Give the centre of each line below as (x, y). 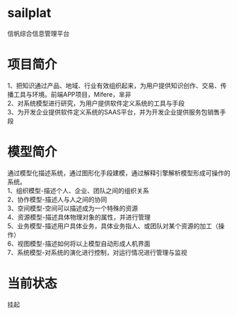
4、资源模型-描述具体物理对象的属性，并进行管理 (79, 217)
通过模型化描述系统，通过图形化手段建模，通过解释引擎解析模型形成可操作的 (119, 173)
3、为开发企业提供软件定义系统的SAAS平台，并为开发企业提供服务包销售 (114, 112)
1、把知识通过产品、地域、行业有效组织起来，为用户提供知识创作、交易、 (114, 85)
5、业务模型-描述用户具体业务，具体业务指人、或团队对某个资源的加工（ (113, 226)
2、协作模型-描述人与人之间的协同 (57, 199)
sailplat (29, 13)
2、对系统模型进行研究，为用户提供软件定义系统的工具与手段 (96, 103)
